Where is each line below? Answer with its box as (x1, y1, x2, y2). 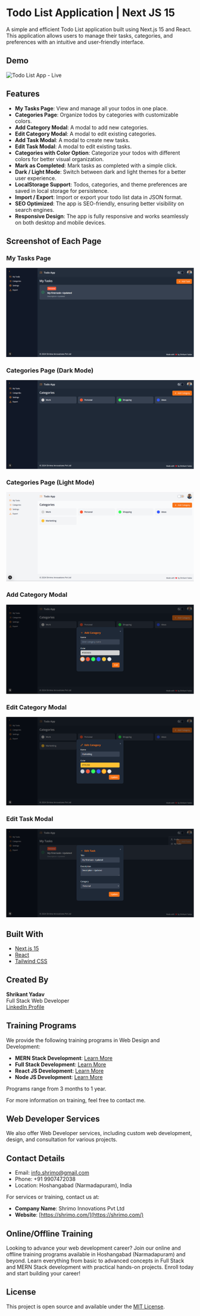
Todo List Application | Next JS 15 (6, 6, 176, 20)
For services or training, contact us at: (6, 1194, 100, 1201)
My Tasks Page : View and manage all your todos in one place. (14, 104, 168, 112)
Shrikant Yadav (6, 991, 45, 998)
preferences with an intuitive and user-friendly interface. (6, 38, 145, 45)
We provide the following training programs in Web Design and (6, 1036, 160, 1044)
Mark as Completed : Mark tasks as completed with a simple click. (14, 162, 177, 169)
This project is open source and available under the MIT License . (6, 1303, 165, 1310)
